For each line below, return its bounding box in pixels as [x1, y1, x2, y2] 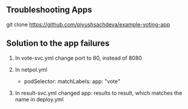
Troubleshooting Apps [6, 5, 92, 15]
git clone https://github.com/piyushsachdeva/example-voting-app [6, 20, 171, 28]
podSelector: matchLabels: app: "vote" [23, 78, 121, 85]
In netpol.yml [14, 66, 48, 73]
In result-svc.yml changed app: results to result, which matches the [14, 89, 183, 96]
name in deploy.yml [14, 96, 64, 103]
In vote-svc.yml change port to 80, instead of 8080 [14, 54, 142, 61]
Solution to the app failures [6, 39, 110, 49]
